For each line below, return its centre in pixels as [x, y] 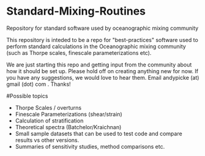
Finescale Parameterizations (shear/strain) [69, 114]
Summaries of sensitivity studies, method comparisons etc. [90, 146]
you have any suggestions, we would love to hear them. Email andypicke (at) [103, 77]
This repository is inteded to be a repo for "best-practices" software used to [102, 40]
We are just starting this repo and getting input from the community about [99, 65]
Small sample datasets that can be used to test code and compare [99, 133]
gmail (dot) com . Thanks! [39, 84]
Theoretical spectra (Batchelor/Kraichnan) [68, 127]
